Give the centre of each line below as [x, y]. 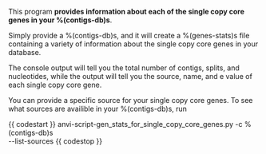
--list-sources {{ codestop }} [56, 141]
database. [25, 52]
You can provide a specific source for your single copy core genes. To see [131, 100]
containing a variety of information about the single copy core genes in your [133, 44]
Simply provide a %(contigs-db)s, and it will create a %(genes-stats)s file [129, 36]
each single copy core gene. [55, 85]
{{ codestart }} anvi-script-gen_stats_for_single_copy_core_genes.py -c [125, 124]
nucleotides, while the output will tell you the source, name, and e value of [131, 76]
